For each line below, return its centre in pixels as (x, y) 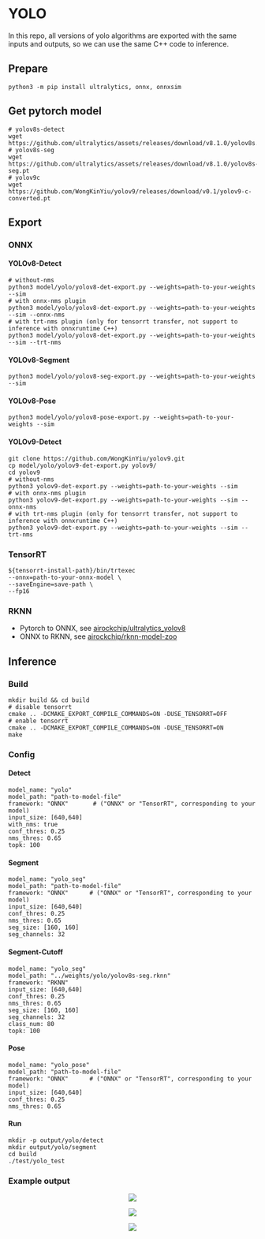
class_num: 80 (32, 1024)
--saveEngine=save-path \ (50, 584)
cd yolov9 (24, 472)
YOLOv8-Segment (39, 360)
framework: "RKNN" (38, 983)
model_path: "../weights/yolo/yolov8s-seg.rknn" (90, 976)
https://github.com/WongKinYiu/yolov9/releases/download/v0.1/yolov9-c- (130, 191)
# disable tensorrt (40, 707)
